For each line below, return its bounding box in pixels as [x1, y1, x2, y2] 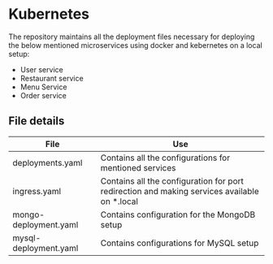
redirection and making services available [100, 185, 259, 197]
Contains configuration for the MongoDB [100, 209, 256, 220]
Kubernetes [8, 5, 90, 24]
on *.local [100, 196, 138, 207]
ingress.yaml [12, 185, 62, 197]
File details [8, 115, 65, 128]
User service [19, 64, 63, 74]
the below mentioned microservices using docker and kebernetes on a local [8, 40, 262, 50]
